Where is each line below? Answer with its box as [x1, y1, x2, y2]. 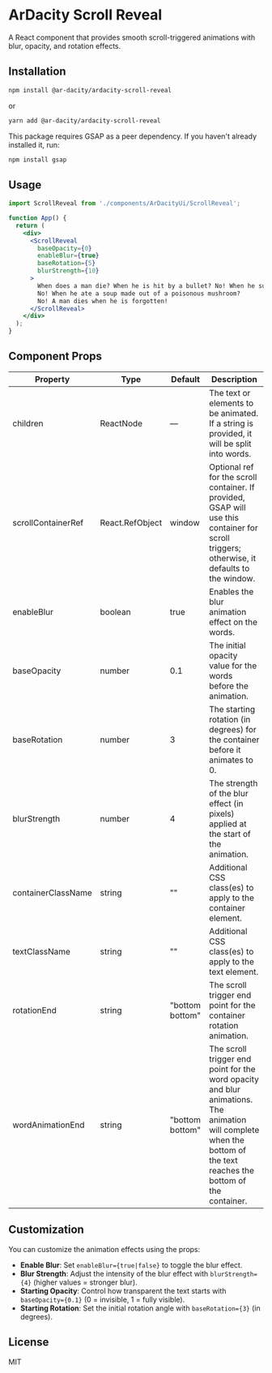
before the [209, 680, 249, 691]
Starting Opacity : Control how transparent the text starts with [19, 1285, 227, 1295]
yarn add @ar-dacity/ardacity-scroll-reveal [8, 116, 161, 125]
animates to [209, 754, 253, 766]
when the [209, 1134, 245, 1145]
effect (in [209, 797, 244, 809]
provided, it [209, 427, 253, 439]
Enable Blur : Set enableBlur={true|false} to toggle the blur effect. [19, 1259, 243, 1270]
